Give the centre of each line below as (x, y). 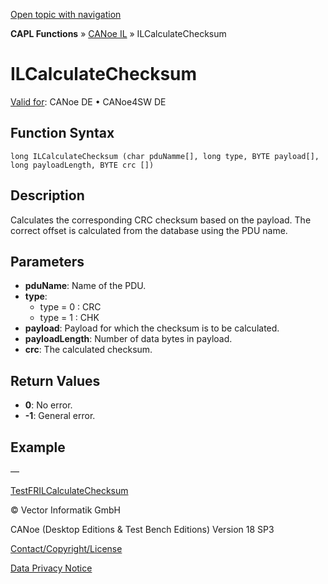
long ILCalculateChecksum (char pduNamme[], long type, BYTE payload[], (165, 156)
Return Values (55, 380)
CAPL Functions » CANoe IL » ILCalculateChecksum (118, 33)
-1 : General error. (60, 416)
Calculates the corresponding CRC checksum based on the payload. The (161, 220)
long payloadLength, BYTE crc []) (82, 165)
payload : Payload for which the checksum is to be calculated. (152, 328)
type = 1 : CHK (69, 318)
